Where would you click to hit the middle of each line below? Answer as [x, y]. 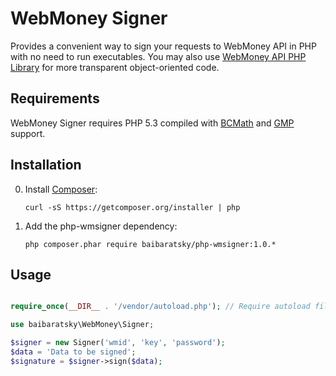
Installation [46, 165]
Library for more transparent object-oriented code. [115, 67]
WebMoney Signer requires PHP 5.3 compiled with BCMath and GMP [152, 123]
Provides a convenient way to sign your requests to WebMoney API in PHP [163, 46]
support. [28, 133]
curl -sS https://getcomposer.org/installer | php [132, 207]
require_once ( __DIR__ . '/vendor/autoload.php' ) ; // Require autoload [160, 307]
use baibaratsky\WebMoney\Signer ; [82, 325]
